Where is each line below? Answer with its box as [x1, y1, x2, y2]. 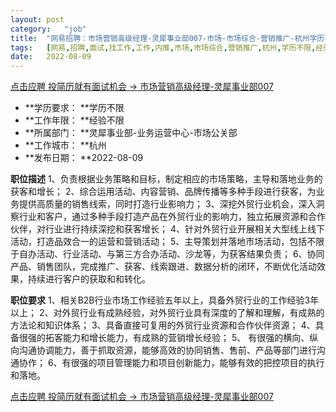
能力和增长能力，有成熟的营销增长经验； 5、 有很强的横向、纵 [62, 332, 319, 344]
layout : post [10, 14, 65, 25]
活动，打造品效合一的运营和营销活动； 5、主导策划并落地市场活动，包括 [10, 236, 308, 248]
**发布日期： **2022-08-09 [24, 152, 144, 164]
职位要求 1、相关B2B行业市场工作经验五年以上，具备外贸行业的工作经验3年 [10, 294, 320, 306]
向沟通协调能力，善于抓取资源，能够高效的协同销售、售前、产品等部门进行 [10, 344, 317, 356]
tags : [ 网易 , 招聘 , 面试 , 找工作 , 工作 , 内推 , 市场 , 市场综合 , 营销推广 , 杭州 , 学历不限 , [10, 42, 317, 53]
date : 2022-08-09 [10, 52, 92, 62]
